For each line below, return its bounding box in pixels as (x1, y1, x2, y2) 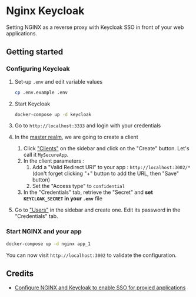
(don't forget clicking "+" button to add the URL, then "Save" (32, 170, 180, 177)
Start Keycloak (14, 100, 51, 107)
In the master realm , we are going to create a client (14, 134, 138, 141)
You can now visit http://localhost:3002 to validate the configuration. (6, 252, 177, 259)
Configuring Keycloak (6, 65, 70, 73)
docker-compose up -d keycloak (14, 111, 92, 117)
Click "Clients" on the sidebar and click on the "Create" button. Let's (23, 145, 190, 152)
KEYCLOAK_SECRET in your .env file (23, 195, 103, 202)
